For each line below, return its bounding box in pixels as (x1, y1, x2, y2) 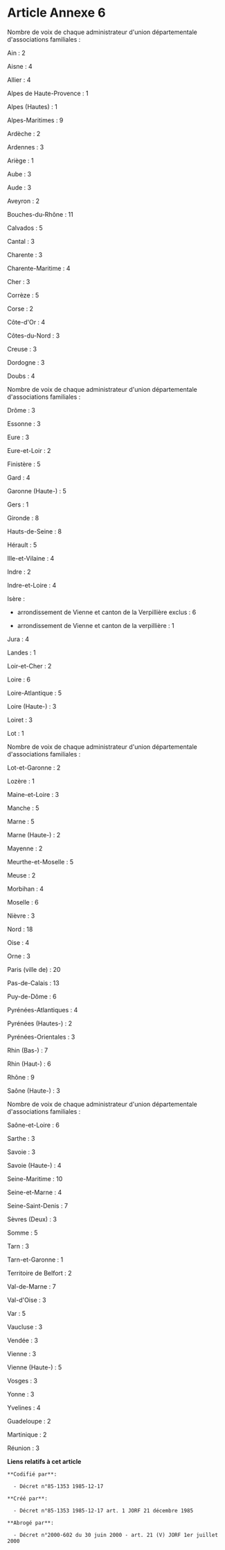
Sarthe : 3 (7, 1134, 35, 1142)
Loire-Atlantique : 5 (7, 689, 62, 697)
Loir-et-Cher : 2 (7, 661, 52, 670)
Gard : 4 (7, 473, 30, 481)
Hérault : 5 (7, 541, 37, 549)
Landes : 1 (7, 648, 36, 657)
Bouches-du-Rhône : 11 (7, 210, 74, 218)
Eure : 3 (7, 433, 30, 441)
